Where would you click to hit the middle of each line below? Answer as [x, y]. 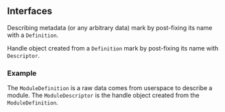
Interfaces [30, 11]
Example [22, 73]
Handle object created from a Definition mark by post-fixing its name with [113, 48]
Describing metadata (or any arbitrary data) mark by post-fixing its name [110, 27]
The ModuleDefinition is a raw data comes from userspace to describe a [110, 88]
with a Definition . [33, 35]
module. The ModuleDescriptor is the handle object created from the [104, 96]
